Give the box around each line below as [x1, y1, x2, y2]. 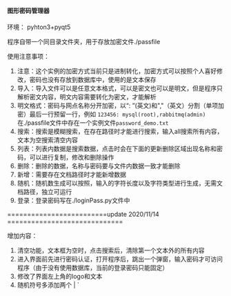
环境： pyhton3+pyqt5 [7, 23, 71, 31]
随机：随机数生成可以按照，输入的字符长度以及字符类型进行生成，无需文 [17, 179, 223, 188]
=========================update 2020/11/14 [7, 210, 160, 219]
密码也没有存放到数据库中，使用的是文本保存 [29, 76, 157, 84]
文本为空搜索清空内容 [17, 136, 78, 144]
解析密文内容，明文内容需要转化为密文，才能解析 [17, 93, 157, 101]
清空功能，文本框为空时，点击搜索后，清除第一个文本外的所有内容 [17, 246, 205, 255]
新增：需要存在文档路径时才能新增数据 [17, 170, 126, 179]
